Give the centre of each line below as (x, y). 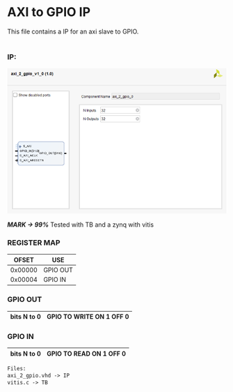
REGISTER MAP (34, 243)
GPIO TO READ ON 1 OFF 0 (87, 354)
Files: (17, 369)
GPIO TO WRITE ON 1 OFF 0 (88, 317)
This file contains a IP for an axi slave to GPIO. (73, 31)
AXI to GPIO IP (49, 12)
